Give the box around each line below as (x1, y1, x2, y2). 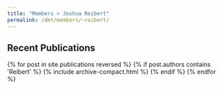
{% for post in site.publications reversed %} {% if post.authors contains (7, 60, 211, 69)
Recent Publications (7, 42, 95, 54)
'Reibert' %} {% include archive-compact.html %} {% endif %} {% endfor (7, 68, 216, 76)
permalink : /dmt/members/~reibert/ (7, 17, 110, 23)
